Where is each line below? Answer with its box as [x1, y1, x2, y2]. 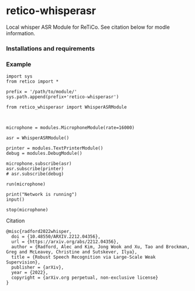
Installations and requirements [6, 44, 95, 52]
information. [6, 29, 36, 36]
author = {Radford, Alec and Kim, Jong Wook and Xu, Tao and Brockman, [11, 244, 190, 250]
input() [6, 197, 25, 203]
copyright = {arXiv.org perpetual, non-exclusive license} [11, 275, 159, 281]
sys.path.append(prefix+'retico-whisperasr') [6, 94, 119, 100]
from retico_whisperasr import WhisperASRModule [6, 104, 127, 110]
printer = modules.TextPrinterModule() [6, 145, 104, 151]
